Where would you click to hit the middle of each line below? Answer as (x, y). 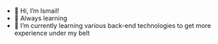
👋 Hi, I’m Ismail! (37, 11)
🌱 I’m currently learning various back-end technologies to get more (113, 25)
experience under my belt (52, 33)
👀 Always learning (41, 18)
